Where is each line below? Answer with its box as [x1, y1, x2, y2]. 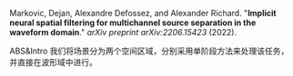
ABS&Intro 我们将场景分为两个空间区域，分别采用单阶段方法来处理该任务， [9, 45, 289, 56]
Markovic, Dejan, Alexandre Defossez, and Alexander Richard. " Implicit [9, 8, 277, 18]
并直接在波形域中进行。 [9, 57, 97, 67]
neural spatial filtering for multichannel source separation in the [9, 17, 257, 28]
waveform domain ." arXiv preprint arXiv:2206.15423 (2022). [9, 27, 237, 37]
